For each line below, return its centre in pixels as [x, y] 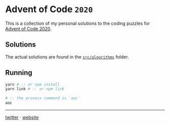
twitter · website [22, 117]
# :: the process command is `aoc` [43, 98]
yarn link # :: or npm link [35, 89]
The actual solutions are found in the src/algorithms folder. [67, 57]
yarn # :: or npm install [32, 85]
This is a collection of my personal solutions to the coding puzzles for [78, 23]
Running [19, 73]
